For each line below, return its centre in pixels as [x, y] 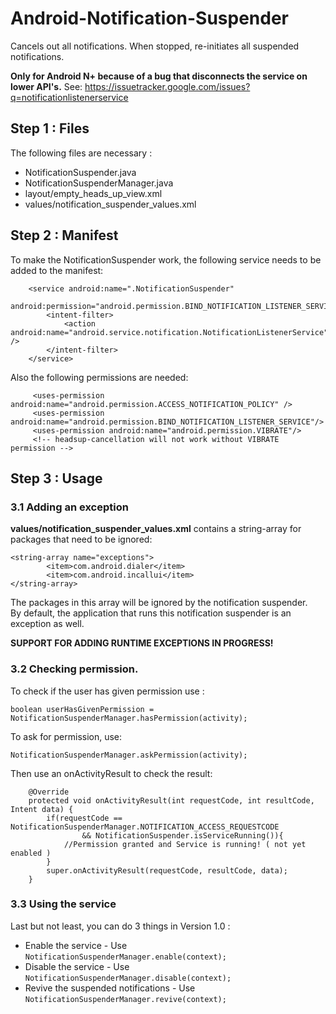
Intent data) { [42, 809]
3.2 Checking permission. [74, 669]
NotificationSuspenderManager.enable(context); [125, 957]
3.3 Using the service [63, 904]
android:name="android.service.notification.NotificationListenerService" [169, 332]
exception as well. [47, 624]
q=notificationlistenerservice [69, 97]
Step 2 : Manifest [64, 235]
